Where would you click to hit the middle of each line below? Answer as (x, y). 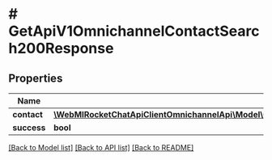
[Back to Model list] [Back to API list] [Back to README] (101, 147)
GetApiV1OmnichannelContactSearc (134, 31)
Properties (36, 78)
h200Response (61, 48)
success (29, 128)
